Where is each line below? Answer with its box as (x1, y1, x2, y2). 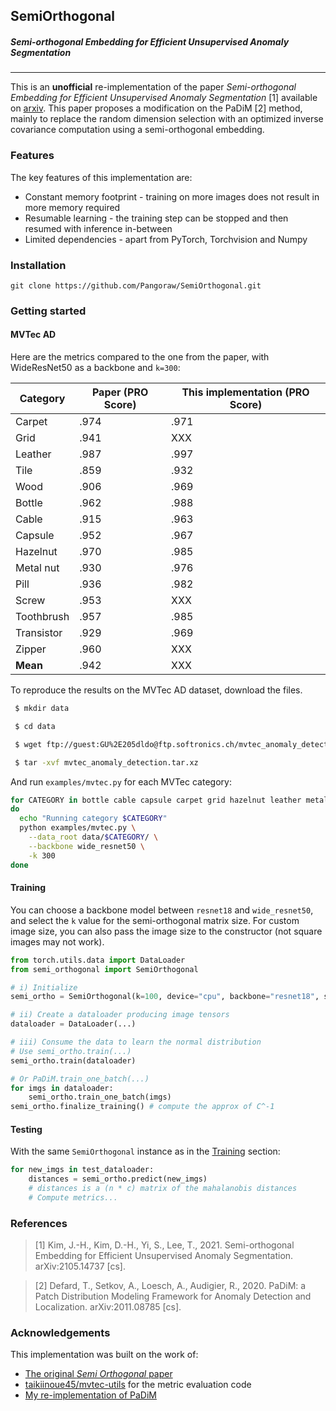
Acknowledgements (10, 1326, 111, 1340)
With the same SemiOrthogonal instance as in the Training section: (10, 1145, 281, 1158)
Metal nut (15, 561, 60, 575)
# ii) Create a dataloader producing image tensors (10, 1010, 230, 1020)
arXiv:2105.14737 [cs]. (34, 1260, 127, 1273)
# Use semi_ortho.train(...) (10, 1046, 132, 1056)
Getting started (10, 304, 87, 318)
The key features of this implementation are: (10, 171, 193, 183)
